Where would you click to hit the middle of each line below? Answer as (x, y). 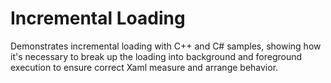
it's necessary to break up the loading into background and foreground (156, 56)
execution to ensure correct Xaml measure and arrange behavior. (144, 67)
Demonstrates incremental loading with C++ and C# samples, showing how (166, 46)
